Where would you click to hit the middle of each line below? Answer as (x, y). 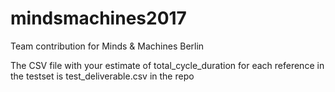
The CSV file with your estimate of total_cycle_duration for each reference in (167, 65)
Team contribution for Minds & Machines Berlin (107, 46)
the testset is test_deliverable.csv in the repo (102, 76)
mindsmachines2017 (98, 18)
